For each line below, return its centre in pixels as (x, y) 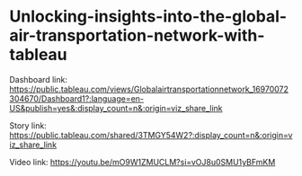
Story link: (28, 125)
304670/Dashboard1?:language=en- (77, 98)
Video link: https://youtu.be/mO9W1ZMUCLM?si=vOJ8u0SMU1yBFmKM (142, 162)
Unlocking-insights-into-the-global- (148, 17)
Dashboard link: (38, 79)
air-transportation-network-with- (137, 35)
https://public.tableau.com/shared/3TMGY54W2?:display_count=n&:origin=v (151, 135)
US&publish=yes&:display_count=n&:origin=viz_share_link (116, 108)
